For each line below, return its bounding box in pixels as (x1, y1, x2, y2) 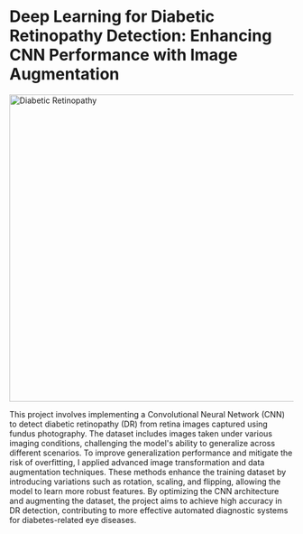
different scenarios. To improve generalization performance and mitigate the (9, 447, 293, 458)
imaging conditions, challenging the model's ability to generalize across (9, 437, 276, 448)
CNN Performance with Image (9, 45, 238, 65)
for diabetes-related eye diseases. (9, 514, 137, 525)
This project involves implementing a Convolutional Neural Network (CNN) (9, 408, 286, 419)
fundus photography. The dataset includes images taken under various (9, 427, 273, 439)
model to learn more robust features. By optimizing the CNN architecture (9, 485, 280, 496)
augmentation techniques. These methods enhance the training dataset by (9, 466, 287, 477)
